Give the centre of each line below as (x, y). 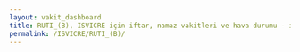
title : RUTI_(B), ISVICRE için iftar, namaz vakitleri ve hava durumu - (147, 26)
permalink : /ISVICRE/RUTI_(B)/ (67, 33)
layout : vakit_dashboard (55, 17)
